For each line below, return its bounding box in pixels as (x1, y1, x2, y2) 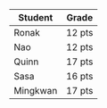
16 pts (65, 71, 94, 82)
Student (18, 12, 53, 23)
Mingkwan (13, 85, 58, 96)
